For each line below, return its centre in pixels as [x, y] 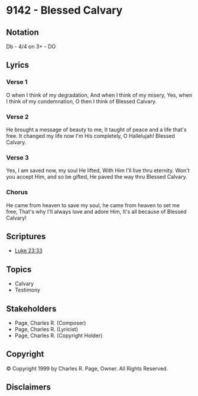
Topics [19, 269]
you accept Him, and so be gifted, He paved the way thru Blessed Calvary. [97, 177]
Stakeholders [31, 308]
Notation [23, 32]
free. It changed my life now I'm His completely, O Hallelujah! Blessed [91, 136]
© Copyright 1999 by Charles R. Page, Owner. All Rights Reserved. [87, 368]
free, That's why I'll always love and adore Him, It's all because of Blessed [97, 211]
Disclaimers [29, 387]
